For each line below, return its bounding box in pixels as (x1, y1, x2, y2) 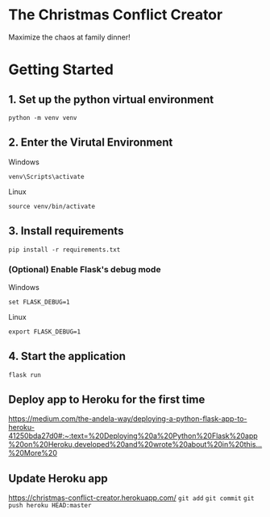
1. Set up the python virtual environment (8, 93, 214, 106)
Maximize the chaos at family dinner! (8, 32, 131, 42)
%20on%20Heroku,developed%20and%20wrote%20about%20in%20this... (8, 440, 263, 449)
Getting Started (8, 60, 114, 79)
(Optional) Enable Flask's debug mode (8, 264, 161, 275)
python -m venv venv (8, 114, 78, 122)
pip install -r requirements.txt (8, 246, 121, 254)
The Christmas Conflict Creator (8, 6, 223, 24)
